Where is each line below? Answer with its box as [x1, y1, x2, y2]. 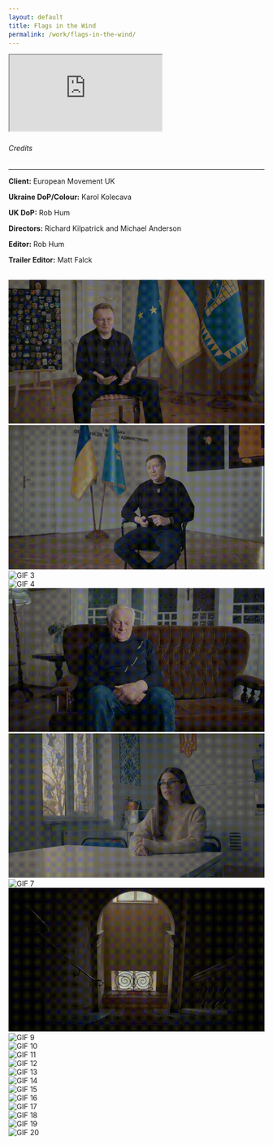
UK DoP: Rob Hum [8, 207, 71, 217]
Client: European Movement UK [8, 176, 115, 186]
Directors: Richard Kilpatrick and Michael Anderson [8, 223, 181, 233]
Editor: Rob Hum [8, 239, 65, 249]
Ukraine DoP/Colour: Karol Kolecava [8, 192, 132, 202]
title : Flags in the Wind [8, 21, 96, 30]
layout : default [8, 13, 63, 21]
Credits [8, 143, 33, 153]
